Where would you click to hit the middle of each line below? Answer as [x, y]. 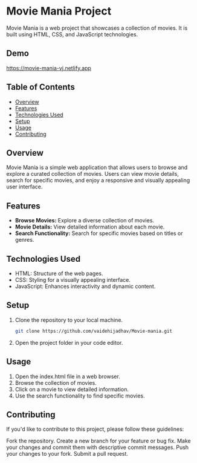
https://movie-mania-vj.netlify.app [49, 68]
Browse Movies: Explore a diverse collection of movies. [85, 221]
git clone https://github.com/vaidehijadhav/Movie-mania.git [94, 331]
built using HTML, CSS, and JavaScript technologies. [72, 34]
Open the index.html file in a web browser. [68, 376]
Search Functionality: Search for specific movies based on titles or [99, 233]
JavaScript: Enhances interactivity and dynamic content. [85, 286]
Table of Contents [41, 87]
